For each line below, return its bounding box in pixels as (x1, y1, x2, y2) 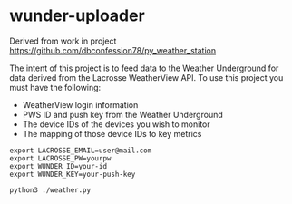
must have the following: (9, 82, 102, 92)
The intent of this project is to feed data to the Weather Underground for (9, 63, 279, 73)
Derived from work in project (9, 35, 117, 46)
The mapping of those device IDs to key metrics (22, 128, 202, 139)
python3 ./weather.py (9, 185, 92, 195)
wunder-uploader (9, 5, 145, 26)
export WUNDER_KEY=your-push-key (9, 170, 136, 179)
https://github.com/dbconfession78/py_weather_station (9, 44, 216, 55)
